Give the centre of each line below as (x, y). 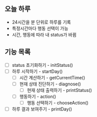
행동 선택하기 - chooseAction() (57, 103)
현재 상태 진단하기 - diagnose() (50, 84)
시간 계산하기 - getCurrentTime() (52, 77)
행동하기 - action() (38, 96)
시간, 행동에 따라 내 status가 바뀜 (44, 35)
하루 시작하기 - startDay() (37, 71)
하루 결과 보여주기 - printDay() (42, 109)
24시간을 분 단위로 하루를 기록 (41, 22)
